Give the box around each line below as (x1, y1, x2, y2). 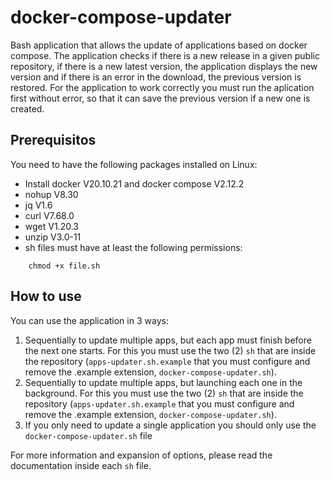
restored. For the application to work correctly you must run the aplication (10, 81, 315, 93)
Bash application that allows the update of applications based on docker (10, 39, 308, 51)
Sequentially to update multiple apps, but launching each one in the (24, 376, 303, 388)
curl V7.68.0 (24, 209, 75, 221)
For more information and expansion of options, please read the (10, 449, 273, 461)
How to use (10, 288, 82, 305)
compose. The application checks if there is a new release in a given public (10, 49, 320, 61)
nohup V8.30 (24, 188, 79, 200)
